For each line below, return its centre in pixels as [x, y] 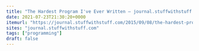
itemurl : [17, 22]
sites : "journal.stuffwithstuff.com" [53, 28]
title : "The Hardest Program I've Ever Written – [69, 11]
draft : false [22, 39]
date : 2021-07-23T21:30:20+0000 [46, 17]
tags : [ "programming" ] [34, 33]
